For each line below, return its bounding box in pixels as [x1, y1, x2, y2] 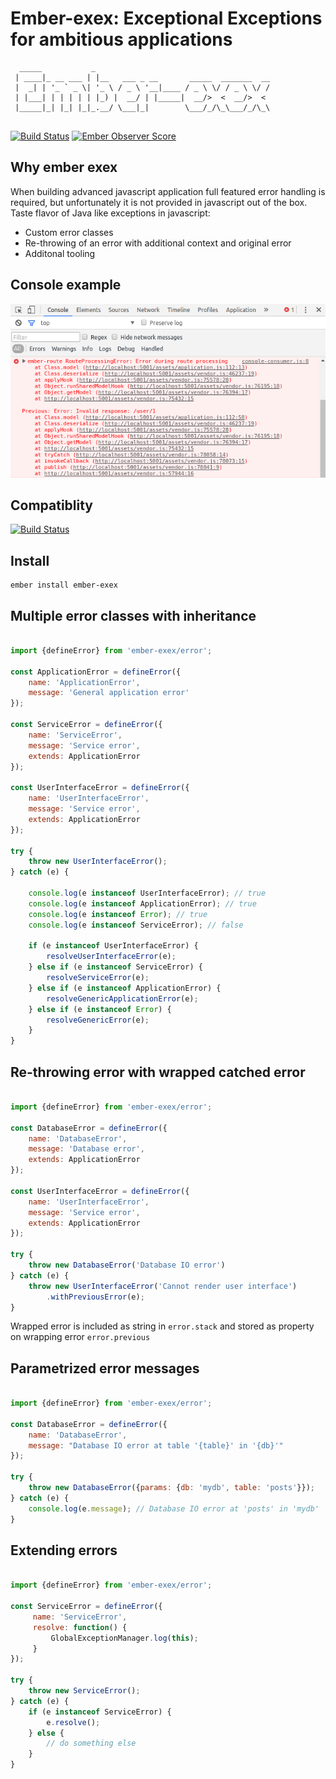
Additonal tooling [24, 247, 96, 259]
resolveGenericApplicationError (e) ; [46, 993, 199, 1004]
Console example [10, 277, 122, 294]
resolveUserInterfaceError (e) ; [46, 952, 177, 962]
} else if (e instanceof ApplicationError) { [28, 983, 222, 993]
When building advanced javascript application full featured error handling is [10, 185, 326, 197]
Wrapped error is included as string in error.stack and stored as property [10, 1320, 315, 1332]
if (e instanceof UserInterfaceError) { [28, 941, 199, 951]
